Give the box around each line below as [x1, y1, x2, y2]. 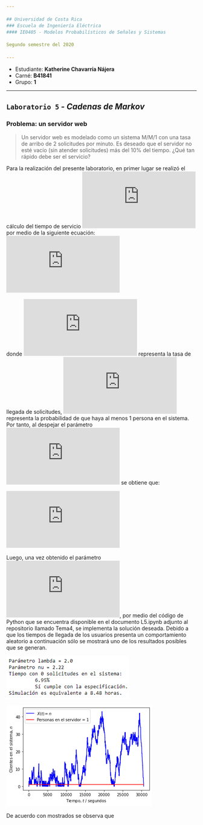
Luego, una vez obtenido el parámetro [6, 554, 101, 561]
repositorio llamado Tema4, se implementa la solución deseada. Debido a [6, 625, 189, 632]
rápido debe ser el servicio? [21, 153, 91, 160]
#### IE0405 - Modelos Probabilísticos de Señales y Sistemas [6, 29, 166, 35]
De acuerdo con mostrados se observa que [6, 812, 115, 819]
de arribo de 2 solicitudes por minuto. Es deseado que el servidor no [21, 140, 192, 147]
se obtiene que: [120, 479, 160, 486]
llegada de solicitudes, [6, 408, 62, 415]
